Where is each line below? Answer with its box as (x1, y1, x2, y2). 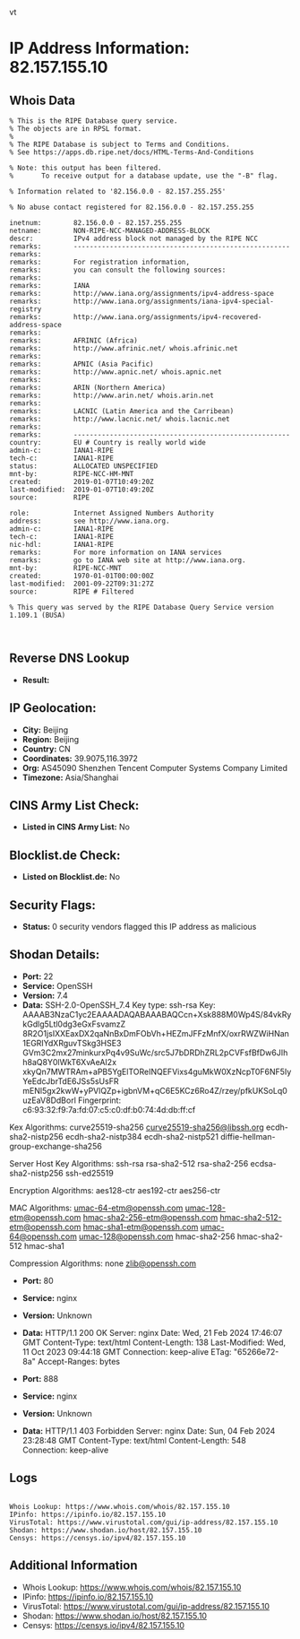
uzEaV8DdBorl (21, 1095, 76, 1106)
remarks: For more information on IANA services (9, 548, 222, 557)
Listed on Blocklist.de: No (21, 872, 121, 882)
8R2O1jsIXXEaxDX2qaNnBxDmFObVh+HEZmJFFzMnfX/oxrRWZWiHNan (21, 1028, 289, 1038)
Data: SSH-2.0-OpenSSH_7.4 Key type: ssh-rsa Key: (21, 999, 217, 1010)
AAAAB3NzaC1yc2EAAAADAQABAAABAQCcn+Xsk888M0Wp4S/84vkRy (21, 1009, 292, 1019)
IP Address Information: (9, 39, 190, 58)
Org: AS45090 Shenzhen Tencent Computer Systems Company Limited (21, 762, 288, 773)
